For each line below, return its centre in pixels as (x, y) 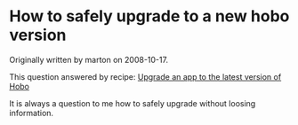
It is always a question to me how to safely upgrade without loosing (133, 103)
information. (32, 113)
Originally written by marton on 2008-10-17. (89, 59)
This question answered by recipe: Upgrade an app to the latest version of (145, 76)
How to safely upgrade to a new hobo (149, 16)
